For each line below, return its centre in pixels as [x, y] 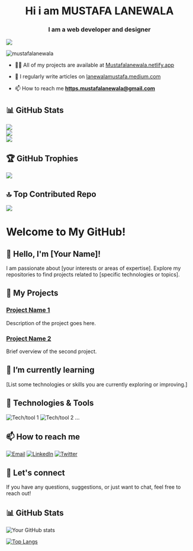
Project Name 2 [29, 338]
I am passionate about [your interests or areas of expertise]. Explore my [94, 268]
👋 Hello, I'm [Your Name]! [53, 254]
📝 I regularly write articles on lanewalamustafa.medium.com [88, 77]
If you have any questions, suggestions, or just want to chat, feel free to [94, 487]
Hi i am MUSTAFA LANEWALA [99, 11]
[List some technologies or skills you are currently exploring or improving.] [97, 384]
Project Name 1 [28, 310]
